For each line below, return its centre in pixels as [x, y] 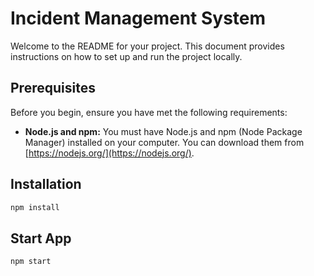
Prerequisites [53, 88]
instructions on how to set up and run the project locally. [126, 56]
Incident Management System [138, 18]
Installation [46, 184]
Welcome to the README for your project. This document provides [147, 46]
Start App [41, 238]
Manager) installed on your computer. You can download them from [164, 142]
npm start [31, 262]
